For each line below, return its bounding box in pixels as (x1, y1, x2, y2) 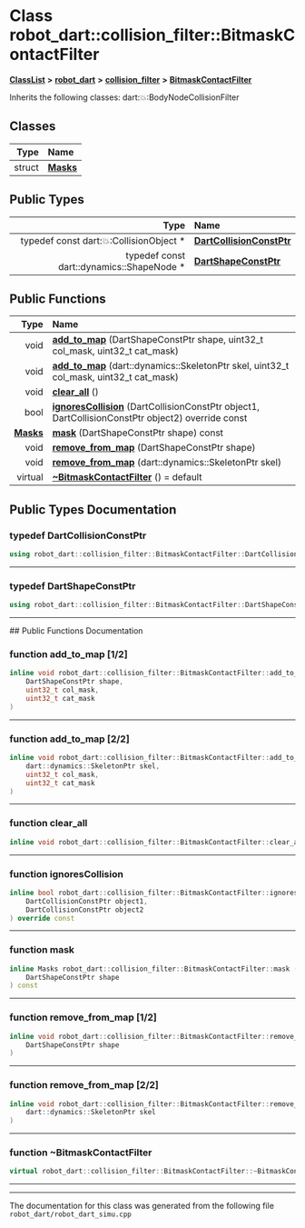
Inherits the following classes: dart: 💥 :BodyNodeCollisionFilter (9, 92, 240, 103)
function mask (9, 943, 75, 956)
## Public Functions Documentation (9, 625, 143, 636)
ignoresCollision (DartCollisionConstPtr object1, (52, 401, 261, 414)
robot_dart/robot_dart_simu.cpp (9, 1210, 132, 1219)
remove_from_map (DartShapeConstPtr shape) (52, 442, 256, 454)
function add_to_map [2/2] (9, 733, 130, 745)
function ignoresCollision (9, 867, 124, 880)
